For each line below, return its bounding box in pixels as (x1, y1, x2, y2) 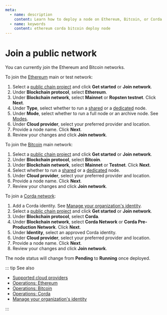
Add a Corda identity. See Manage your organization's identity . (12, 203, 142, 209)
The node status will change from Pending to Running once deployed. (5, 255, 150, 261)
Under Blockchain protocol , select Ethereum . (12, 89, 107, 95)
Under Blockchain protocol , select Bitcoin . (12, 157, 101, 163)
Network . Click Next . (37, 224, 81, 230)
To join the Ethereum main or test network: (5, 74, 93, 80)
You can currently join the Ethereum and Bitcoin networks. (5, 64, 125, 70)
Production (12, 224, 36, 230)
